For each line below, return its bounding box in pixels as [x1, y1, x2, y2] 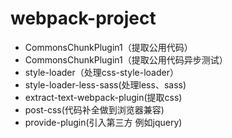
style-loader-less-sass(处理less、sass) [24, 78, 187, 91]
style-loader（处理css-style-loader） [24, 66, 179, 78]
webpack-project [10, 7, 157, 30]
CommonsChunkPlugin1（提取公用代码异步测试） [24, 53, 228, 66]
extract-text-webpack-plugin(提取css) [24, 91, 183, 103]
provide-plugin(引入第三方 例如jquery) [24, 116, 183, 128]
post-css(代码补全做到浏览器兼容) [24, 103, 165, 116]
